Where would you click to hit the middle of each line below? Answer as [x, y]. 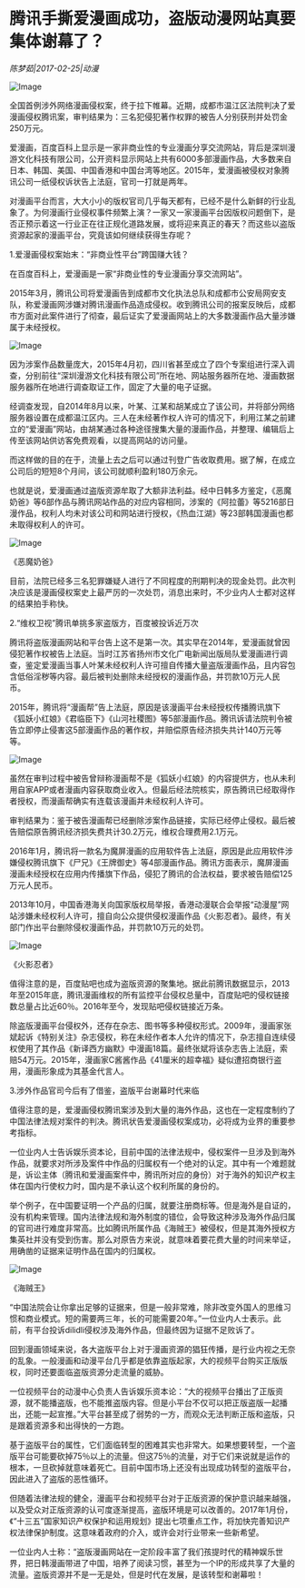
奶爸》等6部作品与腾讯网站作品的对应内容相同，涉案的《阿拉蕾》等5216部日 [152, 501]
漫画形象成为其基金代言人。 [77, 1071]
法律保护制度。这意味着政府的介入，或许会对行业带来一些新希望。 [140, 1532]
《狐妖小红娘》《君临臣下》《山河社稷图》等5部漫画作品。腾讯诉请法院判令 [147, 718]
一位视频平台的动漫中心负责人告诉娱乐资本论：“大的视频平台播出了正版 [143, 1391]
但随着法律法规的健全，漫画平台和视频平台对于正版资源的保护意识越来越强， [152, 1498]
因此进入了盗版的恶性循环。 [61, 1479]
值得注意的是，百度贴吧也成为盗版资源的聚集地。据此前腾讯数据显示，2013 [150, 983]
